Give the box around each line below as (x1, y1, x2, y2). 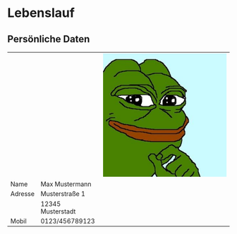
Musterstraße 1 (40, 190, 86, 198)
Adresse (10, 190, 35, 198)
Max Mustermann (40, 180, 92, 188)
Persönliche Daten (7, 33, 90, 45)
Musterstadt (40, 207, 76, 216)
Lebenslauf (7, 5, 75, 21)
